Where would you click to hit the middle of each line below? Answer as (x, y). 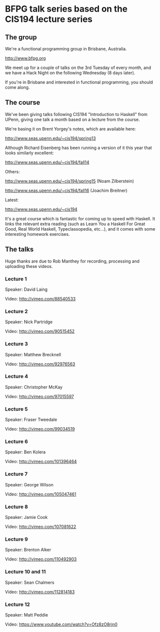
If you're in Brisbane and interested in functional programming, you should (79, 82)
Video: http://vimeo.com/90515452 (40, 332)
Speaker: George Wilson (29, 484)
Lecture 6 (16, 442)
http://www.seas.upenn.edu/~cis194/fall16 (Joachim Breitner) (66, 190)
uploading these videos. (29, 266)
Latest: (12, 200)
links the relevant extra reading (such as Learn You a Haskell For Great (75, 224)
